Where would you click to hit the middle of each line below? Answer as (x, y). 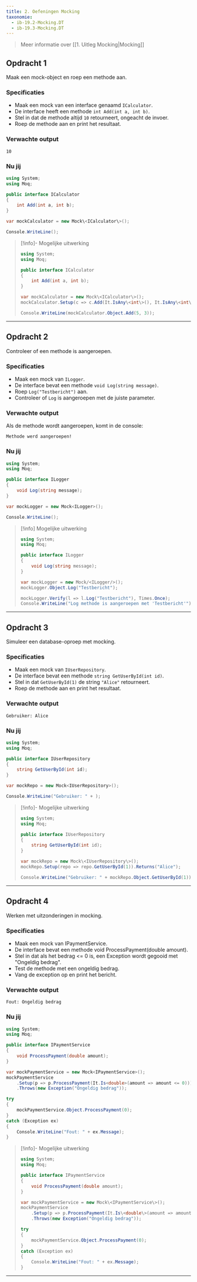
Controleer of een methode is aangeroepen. (59, 351)
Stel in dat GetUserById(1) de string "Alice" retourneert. (82, 682)
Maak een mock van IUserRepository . (60, 670)
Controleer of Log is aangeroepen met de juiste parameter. (85, 398)
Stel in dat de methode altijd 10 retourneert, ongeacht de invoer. (91, 118)
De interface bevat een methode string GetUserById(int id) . (89, 676)
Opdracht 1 (26, 63)
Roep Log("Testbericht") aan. (51, 391)
